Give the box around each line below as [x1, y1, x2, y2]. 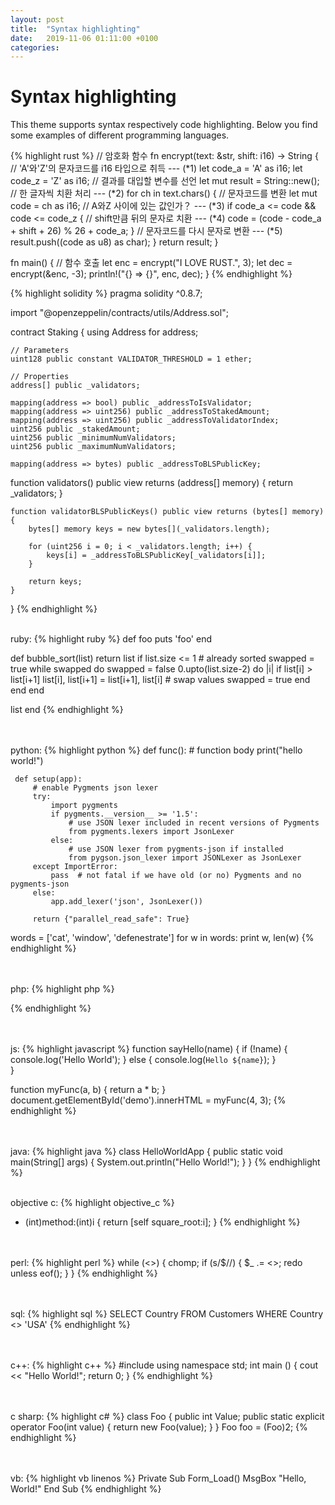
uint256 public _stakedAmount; [10, 424, 141, 435]
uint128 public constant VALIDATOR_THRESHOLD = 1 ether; [10, 354, 253, 365]
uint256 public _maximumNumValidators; [10, 442, 177, 452]
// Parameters [10, 346, 70, 356]
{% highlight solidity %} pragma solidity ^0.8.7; [10, 287, 203, 300]
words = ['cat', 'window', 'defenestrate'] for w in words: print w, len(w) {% [10, 932, 315, 944]
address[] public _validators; [10, 381, 141, 391]
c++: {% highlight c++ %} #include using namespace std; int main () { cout [10, 1359, 319, 1371]
